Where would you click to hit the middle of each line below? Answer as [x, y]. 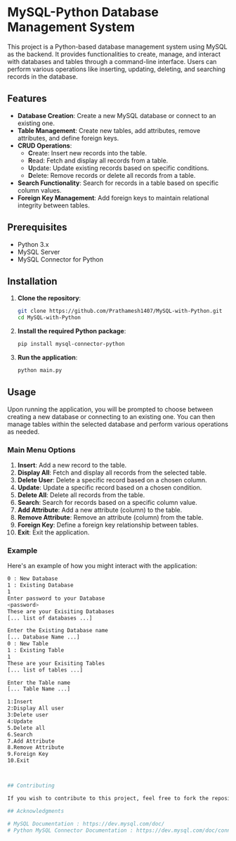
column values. [39, 190]
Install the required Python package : [72, 331]
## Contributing [31, 786]
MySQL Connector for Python [60, 259]
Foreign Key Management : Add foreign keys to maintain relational [113, 198]
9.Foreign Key [28, 754]
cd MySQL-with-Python [49, 318]
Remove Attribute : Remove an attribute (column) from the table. [110, 517]
